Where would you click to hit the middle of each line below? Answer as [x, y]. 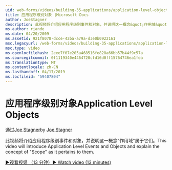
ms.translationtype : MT [31, 62]
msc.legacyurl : [21, 44]
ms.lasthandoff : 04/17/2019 [35, 72]
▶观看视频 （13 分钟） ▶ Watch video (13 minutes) [58, 162]
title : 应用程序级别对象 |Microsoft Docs [47, 15]
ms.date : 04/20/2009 [27, 34]
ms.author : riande [25, 29]
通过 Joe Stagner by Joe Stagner [39, 130]
